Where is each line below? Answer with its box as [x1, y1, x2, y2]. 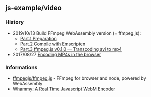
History [5, 19, 24, 26]
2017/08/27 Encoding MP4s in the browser [12, 51, 101, 57]
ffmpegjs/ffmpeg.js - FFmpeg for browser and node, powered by [12, 75, 146, 81]
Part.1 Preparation [20, 35, 57, 41]
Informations [5, 64, 38, 71]
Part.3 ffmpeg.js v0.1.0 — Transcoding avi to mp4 [20, 46, 122, 52]
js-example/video [5, 4, 62, 12]
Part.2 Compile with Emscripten [20, 41, 86, 47]
